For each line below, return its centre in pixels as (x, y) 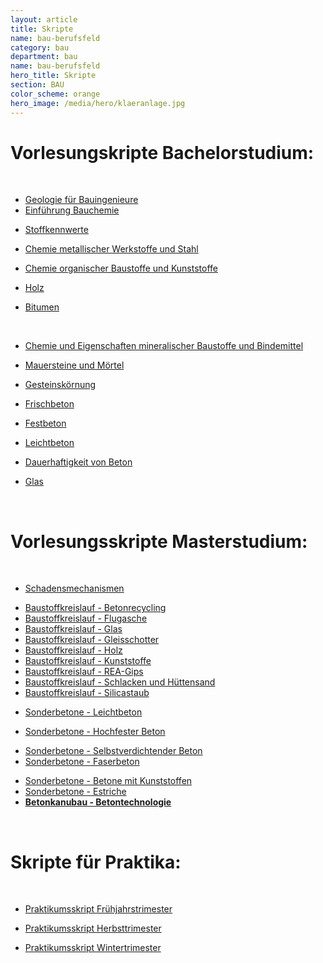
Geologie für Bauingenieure (81, 200)
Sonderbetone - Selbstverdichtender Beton (113, 751)
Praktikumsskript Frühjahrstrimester (98, 909)
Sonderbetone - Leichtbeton (83, 712)
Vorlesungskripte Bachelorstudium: (162, 152)
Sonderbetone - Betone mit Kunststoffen (108, 781)
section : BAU (37, 85)
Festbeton (45, 423)
